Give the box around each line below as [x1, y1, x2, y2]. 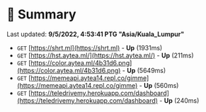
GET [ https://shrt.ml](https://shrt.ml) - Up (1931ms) [16, 43, 163, 52]
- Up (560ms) [139, 81, 179, 89]
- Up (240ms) [159, 96, 200, 105]
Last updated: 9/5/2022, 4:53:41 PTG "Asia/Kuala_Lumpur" [6, 30, 185, 38]
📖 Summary [6, 6, 76, 23]
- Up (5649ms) [122, 66, 166, 74]
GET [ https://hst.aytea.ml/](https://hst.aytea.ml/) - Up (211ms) [16, 51, 194, 60]
